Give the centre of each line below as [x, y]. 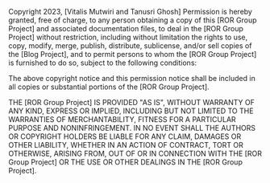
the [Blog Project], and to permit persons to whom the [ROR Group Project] [133, 54]
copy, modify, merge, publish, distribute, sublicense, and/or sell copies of [130, 46]
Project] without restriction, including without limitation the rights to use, [128, 37]
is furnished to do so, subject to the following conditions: [103, 63]
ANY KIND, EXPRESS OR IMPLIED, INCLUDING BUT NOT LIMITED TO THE [131, 111]
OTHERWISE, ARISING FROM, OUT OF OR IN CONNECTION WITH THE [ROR [135, 153]
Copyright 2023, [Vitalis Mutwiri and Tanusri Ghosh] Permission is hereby [130, 12]
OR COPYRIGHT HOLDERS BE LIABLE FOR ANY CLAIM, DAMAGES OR [125, 136]
